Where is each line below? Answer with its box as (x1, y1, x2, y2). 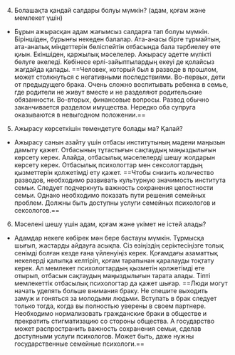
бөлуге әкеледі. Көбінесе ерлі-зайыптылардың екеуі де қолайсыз (14, 58, 215, 66)
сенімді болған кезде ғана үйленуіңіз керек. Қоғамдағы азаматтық (14, 249, 219, 257)
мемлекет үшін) (14, 14, 63, 22)
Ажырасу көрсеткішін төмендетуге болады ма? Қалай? (14, 124, 183, 132)
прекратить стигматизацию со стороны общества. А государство (14, 317, 215, 325)
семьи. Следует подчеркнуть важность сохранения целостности (14, 184, 214, 191)
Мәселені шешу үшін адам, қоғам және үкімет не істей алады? (14, 220, 207, 228)
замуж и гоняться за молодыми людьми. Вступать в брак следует (14, 295, 217, 302)
